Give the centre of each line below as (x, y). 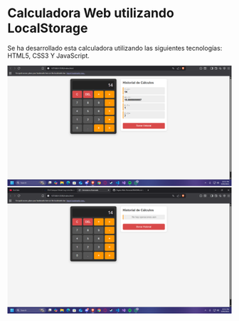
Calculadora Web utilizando (91, 13)
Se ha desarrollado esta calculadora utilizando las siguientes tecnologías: (115, 48)
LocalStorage (48, 28)
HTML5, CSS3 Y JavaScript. (49, 56)
